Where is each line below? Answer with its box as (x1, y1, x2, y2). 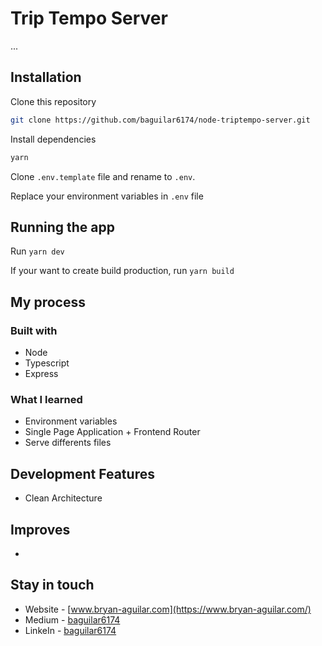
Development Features (10, 465, 155, 482)
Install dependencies (10, 133, 97, 145)
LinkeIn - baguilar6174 (24, 624, 117, 636)
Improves (10, 521, 71, 538)
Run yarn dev (10, 245, 65, 257)
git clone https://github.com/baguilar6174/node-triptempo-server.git (10, 115, 311, 125)
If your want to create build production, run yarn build (10, 265, 235, 277)
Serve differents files (24, 437, 112, 449)
